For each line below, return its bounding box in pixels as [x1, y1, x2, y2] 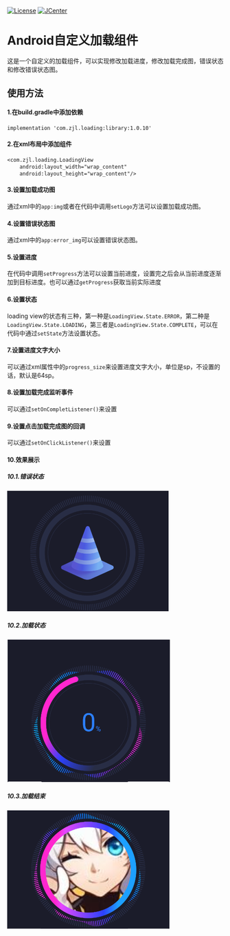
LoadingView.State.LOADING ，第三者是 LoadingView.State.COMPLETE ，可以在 [7, 320, 218, 328]
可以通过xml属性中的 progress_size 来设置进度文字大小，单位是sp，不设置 [7, 362, 215, 371]
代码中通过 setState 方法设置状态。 [7, 329, 104, 337]
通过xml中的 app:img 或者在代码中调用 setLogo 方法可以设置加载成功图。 [7, 202, 205, 210]
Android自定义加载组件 [7, 33, 139, 48]
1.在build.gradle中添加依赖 [7, 107, 84, 116]
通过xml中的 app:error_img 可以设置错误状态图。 [7, 236, 142, 244]
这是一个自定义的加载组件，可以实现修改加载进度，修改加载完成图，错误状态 [7, 56, 224, 65]
